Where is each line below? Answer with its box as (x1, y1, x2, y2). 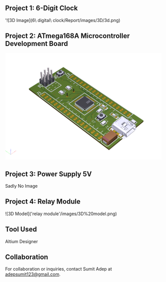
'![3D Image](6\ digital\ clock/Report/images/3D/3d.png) (5, 17, 121, 23)
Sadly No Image (5, 183, 38, 189)
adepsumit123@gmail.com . (5, 272, 61, 278)
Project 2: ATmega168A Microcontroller (5, 32, 130, 40)
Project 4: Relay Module (5, 197, 81, 206)
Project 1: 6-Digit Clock (5, 4, 78, 12)
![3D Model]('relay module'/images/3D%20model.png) (5, 211, 117, 217)
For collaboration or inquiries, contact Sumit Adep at (5, 266, 112, 272)
